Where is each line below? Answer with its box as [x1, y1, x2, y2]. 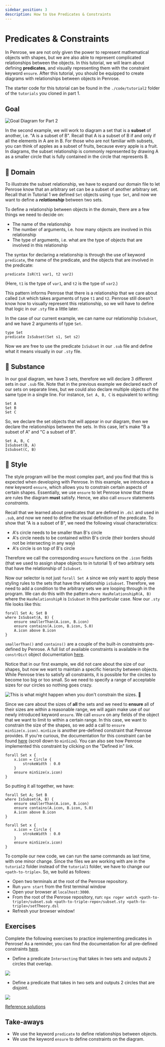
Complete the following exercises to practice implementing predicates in [5, 935, 152, 941]
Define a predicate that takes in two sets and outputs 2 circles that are [12, 979, 155, 985]
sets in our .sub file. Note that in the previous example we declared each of [5, 381, 158, 387]
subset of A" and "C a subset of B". [5, 429, 76, 435]
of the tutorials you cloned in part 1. [5, 90, 80, 96]
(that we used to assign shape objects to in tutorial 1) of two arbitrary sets [5, 560, 155, 566]
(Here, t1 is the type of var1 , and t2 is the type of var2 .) [5, 281, 118, 286]
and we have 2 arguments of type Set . [5, 321, 83, 326]
